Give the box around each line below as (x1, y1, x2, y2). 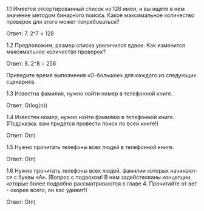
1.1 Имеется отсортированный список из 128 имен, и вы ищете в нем (6, 5, 185, 12)
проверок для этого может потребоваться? (6, 18, 120, 25)
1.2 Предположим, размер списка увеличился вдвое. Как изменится (6, 42, 185, 49)
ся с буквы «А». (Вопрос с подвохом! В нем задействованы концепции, (6, 173, 192, 181)
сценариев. (6, 78, 36, 85)
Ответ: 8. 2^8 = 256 (6, 60, 56, 67)
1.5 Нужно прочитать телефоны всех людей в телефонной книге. (6, 144, 174, 151)
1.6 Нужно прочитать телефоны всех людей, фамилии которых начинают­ (6, 167, 198, 174)
